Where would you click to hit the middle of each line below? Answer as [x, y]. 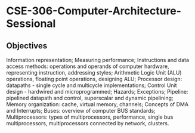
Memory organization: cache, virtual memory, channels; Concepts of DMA [97, 104]
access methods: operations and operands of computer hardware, [88, 66]
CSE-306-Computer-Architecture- [94, 11]
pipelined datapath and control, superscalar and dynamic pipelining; [90, 98]
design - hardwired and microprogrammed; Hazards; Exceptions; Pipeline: [97, 92]
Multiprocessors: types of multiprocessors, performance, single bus [90, 117]
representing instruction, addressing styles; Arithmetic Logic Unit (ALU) [94, 72]
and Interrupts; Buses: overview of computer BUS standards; [81, 111]
